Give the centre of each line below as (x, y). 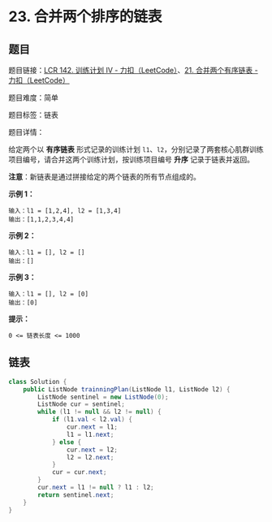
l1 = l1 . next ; (90, 434)
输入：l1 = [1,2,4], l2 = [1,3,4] (65, 211)
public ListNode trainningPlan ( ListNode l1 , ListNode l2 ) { (127, 389)
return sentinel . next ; (76, 495)
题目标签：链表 (33, 115)
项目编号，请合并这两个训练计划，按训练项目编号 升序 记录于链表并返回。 (131, 160)
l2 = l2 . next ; (90, 457)
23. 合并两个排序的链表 (85, 17)
